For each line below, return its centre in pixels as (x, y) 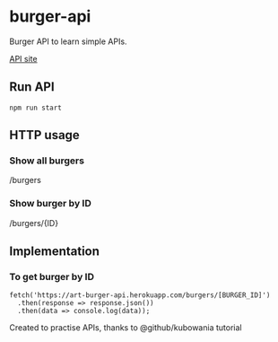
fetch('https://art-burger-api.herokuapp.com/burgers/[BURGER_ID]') (140, 295)
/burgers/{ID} (34, 223)
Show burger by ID (51, 204)
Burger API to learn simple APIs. (68, 41)
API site (23, 58)
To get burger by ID (52, 277)
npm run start (36, 108)
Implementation (55, 252)
